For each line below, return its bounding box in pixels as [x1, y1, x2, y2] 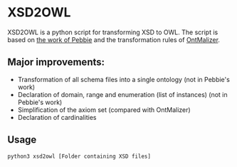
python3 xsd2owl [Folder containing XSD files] [7, 153, 152, 160]
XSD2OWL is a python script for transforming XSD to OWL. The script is [7, 28, 218, 36]
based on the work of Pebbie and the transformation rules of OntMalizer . [7, 35, 221, 44]
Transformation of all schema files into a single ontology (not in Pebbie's [17, 75, 230, 83]
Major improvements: [7, 56, 105, 69]
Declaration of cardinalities [17, 113, 97, 121]
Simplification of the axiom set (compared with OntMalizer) [17, 105, 191, 114]
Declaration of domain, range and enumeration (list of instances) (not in [17, 90, 228, 98]
